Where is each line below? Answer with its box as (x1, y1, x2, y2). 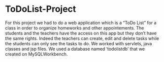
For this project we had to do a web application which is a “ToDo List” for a (5, 20, 157, 26)
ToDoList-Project (5, 3, 76, 15)
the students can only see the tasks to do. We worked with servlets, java (5, 40, 152, 46)
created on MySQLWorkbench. (5, 51, 68, 57)
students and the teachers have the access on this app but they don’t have (5, 30, 157, 36)
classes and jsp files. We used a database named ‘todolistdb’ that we (5, 46, 145, 52)
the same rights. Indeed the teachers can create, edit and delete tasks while (5, 35, 159, 41)
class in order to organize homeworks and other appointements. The (5, 25, 144, 31)
